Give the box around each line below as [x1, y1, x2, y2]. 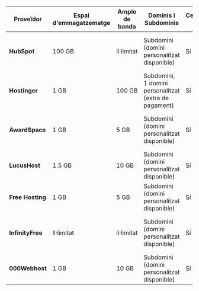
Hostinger [9, 87, 38, 94]
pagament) [143, 101, 175, 109]
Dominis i [147, 11, 175, 20]
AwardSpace [9, 126, 46, 134]
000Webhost [9, 264, 47, 272]
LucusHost [9, 161, 40, 170]
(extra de [143, 94, 169, 102]
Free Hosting [9, 193, 46, 201]
